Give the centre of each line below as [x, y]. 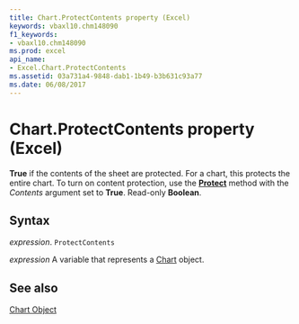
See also [34, 288]
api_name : [28, 59]
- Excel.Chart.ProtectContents [68, 68]
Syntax [30, 220]
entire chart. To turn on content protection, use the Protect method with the [149, 183]
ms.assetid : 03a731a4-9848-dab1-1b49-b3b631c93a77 [106, 76]
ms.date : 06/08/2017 [48, 85]
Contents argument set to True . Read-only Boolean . [106, 192]
